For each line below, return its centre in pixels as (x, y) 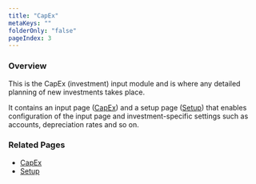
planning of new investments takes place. (77, 92)
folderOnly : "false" (43, 30)
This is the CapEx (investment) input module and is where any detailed (124, 83)
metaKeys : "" (30, 23)
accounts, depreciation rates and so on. (74, 124)
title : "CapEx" (34, 16)
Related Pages (37, 145)
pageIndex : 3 (30, 38)
